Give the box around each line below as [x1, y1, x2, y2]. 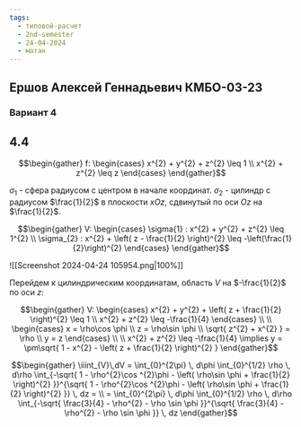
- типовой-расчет [17, 22, 83, 30]
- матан [17, 47, 47, 56]
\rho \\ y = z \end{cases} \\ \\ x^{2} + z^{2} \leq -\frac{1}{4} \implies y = [19, 333, 283, 344]
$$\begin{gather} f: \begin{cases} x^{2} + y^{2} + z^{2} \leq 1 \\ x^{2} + [18, 158, 284, 169]
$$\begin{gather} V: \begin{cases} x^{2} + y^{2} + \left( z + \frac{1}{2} [20, 304, 282, 315]
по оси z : [9, 287, 44, 298]
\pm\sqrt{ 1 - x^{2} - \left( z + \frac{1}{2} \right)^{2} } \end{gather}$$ [23, 343, 279, 353]
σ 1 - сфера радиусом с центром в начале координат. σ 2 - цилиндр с [9, 185, 271, 198]
